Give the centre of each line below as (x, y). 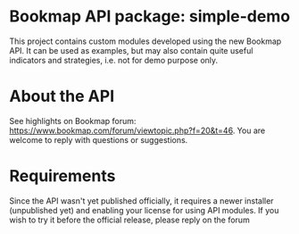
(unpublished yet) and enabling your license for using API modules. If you (144, 210)
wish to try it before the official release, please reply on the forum (129, 220)
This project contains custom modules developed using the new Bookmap (145, 41)
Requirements (62, 176)
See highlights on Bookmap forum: (73, 121)
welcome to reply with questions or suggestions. (99, 139)
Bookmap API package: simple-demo (150, 17)
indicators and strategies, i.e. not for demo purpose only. (114, 60)
